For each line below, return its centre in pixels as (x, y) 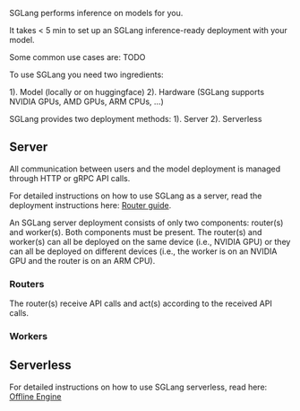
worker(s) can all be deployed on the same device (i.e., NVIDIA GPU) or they (150, 241)
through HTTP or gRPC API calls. (70, 178)
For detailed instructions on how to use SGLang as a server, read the (136, 196)
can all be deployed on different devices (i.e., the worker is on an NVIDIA (143, 251)
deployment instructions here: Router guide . (90, 205)
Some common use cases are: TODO (77, 57)
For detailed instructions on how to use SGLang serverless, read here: (138, 387)
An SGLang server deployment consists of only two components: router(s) (146, 223)
